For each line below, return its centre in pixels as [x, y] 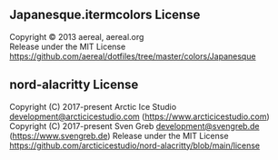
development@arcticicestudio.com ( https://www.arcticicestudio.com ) [139, 116]
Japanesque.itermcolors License [105, 15]
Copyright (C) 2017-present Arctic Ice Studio [93, 106]
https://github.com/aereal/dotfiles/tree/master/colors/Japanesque [133, 56]
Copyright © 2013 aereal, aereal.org [77, 36]
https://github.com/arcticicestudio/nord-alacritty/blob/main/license [135, 145]
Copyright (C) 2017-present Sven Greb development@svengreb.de [134, 125]
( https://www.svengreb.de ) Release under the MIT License [119, 135]
